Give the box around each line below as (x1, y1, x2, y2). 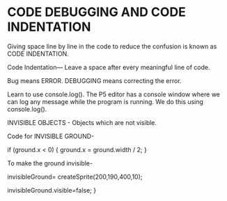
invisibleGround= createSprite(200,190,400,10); (7, 172, 143, 181)
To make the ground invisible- (7, 158, 93, 167)
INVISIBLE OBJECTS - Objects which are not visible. (7, 118, 157, 126)
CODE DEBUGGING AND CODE (7, 4, 186, 20)
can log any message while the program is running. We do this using (7, 97, 204, 105)
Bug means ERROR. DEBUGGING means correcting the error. (7, 76, 182, 84)
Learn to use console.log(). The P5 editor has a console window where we (7, 90, 221, 98)
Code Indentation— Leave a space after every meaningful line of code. (7, 63, 210, 71)
